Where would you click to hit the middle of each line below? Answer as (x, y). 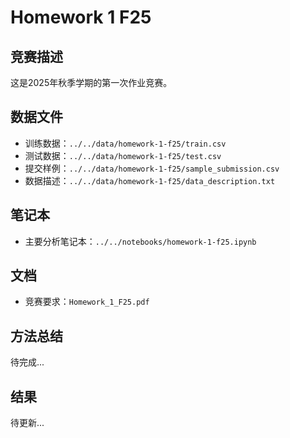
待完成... (27, 362)
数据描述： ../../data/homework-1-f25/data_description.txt (150, 180)
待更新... (27, 423)
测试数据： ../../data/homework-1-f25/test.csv (123, 155)
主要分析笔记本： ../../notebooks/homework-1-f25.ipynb (140, 241)
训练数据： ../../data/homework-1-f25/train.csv (125, 143)
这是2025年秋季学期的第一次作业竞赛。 (91, 82)
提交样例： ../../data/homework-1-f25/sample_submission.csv (152, 168)
